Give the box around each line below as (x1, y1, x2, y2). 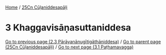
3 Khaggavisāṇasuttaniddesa (5, 22, 131, 33)
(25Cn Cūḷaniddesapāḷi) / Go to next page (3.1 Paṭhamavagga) (5, 44, 134, 50)
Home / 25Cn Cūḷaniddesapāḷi (5, 5, 68, 10)
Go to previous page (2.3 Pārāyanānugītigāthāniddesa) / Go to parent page (5, 38, 161, 44)
